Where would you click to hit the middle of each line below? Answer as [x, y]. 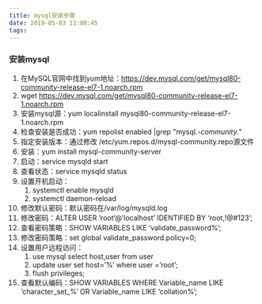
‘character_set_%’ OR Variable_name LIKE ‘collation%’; [109, 291]
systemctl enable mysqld [73, 190]
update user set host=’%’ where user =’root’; [105, 264]
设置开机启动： [45, 181]
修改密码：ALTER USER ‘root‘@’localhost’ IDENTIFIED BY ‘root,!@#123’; [137, 218]
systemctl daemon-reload [74, 198]
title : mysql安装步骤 [42, 15]
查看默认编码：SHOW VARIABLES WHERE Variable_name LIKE [122, 283]
